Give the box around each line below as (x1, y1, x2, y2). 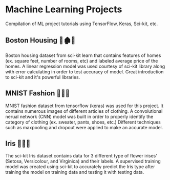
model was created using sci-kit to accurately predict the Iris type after (5, 164, 155, 170)
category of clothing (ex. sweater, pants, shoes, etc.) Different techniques (5, 119, 161, 125)
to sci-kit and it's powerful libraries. (5, 74, 80, 80)
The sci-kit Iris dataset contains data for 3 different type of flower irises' (5, 153, 158, 159)
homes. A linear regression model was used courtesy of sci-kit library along (5, 63, 165, 69)
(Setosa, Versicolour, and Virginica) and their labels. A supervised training (5, 158, 161, 165)
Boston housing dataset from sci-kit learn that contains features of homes (5, 52, 161, 58)
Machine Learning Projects (5, 4, 122, 15)
